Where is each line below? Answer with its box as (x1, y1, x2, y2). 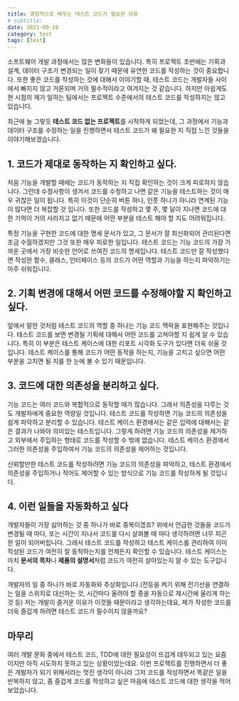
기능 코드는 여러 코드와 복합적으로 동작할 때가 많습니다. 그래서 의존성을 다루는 (7, 400, 222, 409)
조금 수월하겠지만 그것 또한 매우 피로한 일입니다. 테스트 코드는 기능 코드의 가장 (7, 237, 224, 246)
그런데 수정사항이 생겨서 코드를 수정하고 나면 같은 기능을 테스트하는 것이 (22, 187, 222, 195)
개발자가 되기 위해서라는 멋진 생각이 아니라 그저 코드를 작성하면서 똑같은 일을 (14, 668, 228, 677)
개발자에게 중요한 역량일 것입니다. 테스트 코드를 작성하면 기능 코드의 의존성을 (14, 409, 228, 417)
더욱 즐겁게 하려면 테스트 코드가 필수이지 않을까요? (7, 607, 148, 615)
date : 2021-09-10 (7, 24, 59, 31)
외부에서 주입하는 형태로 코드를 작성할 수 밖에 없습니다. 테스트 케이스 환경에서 (14, 436, 230, 444)
